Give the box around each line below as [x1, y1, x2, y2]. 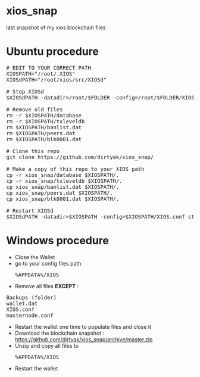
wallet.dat [6, 300, 38, 307]
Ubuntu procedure [6, 45, 99, 58]
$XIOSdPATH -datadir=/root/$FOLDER [6, 94, 110, 101]
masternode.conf [6, 311, 54, 319]
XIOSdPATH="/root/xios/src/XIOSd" [6, 76, 107, 83]
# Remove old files [6, 106, 63, 113]
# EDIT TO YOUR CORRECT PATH [6, 64, 91, 71]
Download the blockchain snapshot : [14, 329, 105, 337]
